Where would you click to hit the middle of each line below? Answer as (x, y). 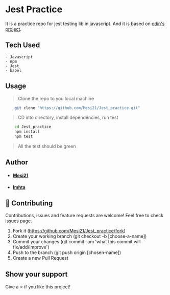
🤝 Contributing (29, 203)
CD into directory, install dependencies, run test (68, 118)
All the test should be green (47, 146)
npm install (27, 132)
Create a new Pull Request (41, 258)
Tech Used (23, 45)
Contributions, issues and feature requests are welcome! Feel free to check (84, 216)
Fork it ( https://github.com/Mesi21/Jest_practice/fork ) (69, 231)
